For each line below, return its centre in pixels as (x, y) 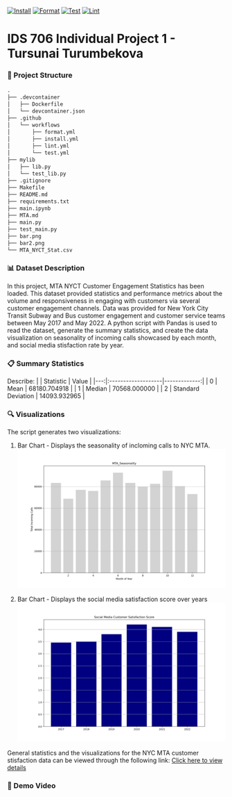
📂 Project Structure (40, 75)
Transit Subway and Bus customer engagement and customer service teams (116, 315)
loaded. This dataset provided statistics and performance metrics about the (115, 293)
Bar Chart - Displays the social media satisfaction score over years (112, 599)
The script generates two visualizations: (64, 432)
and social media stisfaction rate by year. (66, 345)
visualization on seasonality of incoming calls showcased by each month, (112, 338)
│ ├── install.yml (43, 139)
